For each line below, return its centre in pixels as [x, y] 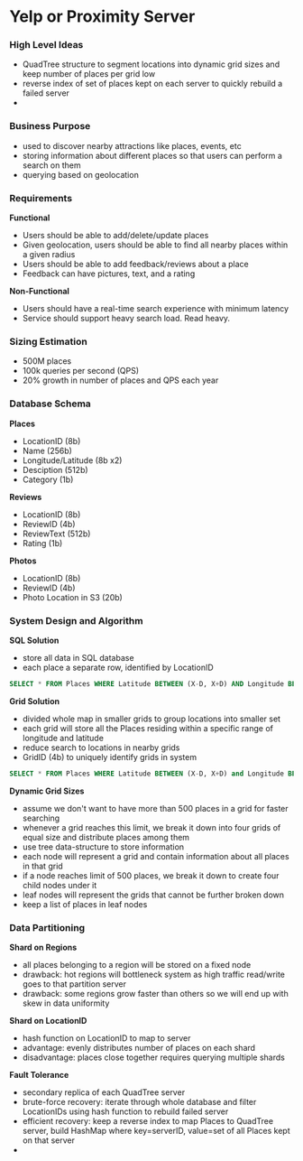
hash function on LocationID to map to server [106, 1038]
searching [41, 818]
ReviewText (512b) [56, 534]
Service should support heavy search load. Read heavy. [126, 319]
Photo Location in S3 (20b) [73, 597]
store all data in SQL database [78, 657]
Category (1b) [48, 479]
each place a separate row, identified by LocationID [118, 667]
